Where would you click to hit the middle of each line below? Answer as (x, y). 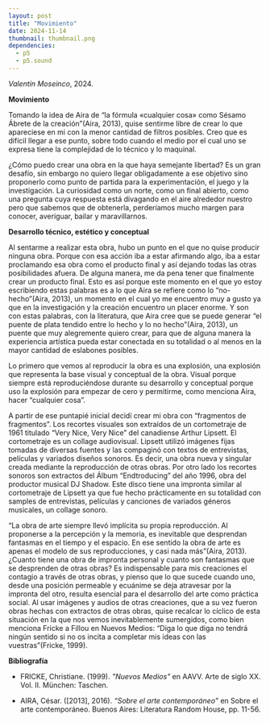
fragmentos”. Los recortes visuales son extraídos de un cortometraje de (128, 424)
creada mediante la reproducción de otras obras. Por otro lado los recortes (133, 467)
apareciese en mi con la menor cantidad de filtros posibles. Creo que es (128, 132)
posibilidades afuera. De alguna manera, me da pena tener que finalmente (131, 273)
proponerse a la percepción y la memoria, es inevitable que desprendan (128, 533)
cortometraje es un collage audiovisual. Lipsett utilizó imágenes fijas (122, 441)
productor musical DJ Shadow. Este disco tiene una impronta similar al (125, 483)
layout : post (30, 16)
